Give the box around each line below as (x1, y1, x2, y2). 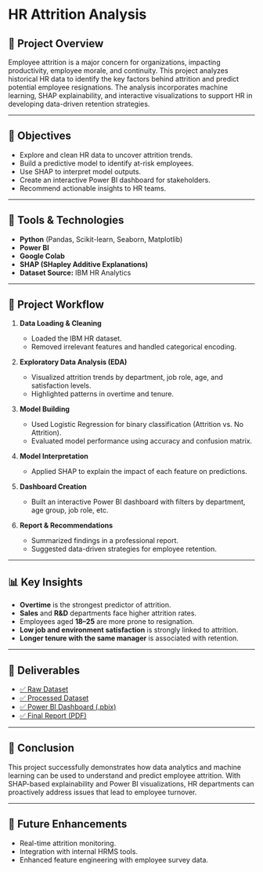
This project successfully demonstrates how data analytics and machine (8, 762, 241, 772)
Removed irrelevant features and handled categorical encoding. (31, 342, 237, 352)
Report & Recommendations (19, 520, 113, 531)
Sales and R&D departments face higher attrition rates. (19, 608, 197, 618)
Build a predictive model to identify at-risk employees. (19, 159, 194, 168)
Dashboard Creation (19, 482, 88, 491)
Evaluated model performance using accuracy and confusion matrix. (31, 436, 253, 446)
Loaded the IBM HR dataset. (31, 334, 123, 343)
